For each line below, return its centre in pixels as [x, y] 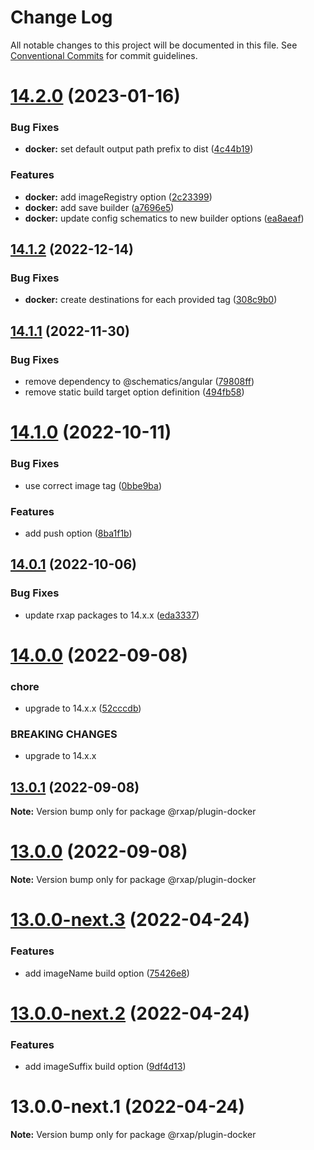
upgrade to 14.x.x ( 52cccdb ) [83, 708]
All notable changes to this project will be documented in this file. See [154, 45]
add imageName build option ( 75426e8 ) [107, 973]
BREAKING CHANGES [64, 734]
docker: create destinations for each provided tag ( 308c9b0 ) [151, 300]
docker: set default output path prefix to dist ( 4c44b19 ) [139, 149]
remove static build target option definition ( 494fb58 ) [134, 392]
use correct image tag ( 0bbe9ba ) [93, 485]
